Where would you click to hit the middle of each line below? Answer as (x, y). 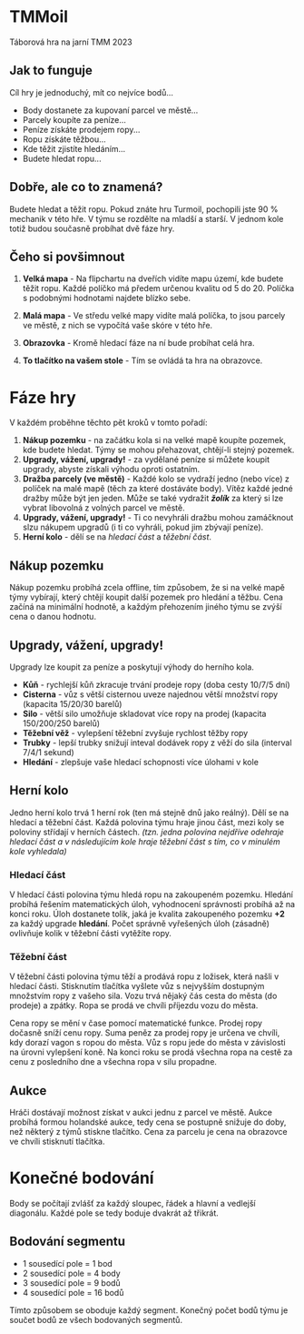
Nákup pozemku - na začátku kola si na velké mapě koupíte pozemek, (154, 440)
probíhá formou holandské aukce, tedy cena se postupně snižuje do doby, (148, 1122)
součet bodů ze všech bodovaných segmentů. (96, 1319)
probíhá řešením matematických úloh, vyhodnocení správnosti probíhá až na (152, 904)
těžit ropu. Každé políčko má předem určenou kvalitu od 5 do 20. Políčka (158, 288)
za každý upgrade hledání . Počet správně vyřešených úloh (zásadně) (140, 924)
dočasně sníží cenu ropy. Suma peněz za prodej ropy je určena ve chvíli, (145, 1033)
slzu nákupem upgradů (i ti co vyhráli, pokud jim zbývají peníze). (143, 527)
